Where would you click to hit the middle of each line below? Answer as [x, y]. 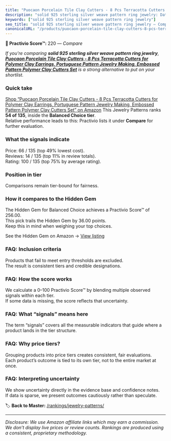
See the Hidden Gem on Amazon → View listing [55, 236]
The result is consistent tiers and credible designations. [63, 266]
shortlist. [15, 75]
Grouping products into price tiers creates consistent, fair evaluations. [79, 355]
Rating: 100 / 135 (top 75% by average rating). [53, 161]
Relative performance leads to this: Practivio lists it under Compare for [79, 121]
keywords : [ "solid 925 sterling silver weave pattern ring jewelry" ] [81, 19]
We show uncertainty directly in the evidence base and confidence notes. [82, 390]
